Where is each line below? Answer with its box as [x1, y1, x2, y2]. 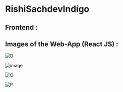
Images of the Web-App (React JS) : [5, 40, 119, 48]
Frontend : [5, 23, 38, 32]
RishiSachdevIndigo [5, 3, 90, 15]
